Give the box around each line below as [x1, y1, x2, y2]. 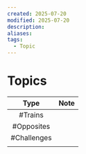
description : [7, 23, 45, 30]
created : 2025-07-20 [7, 10, 67, 17]
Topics [7, 73, 47, 89]
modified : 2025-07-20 [7, 17, 70, 24]
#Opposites [12, 121, 51, 131]
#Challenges [10, 132, 52, 142]
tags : [7, 36, 23, 43]
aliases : [7, 29, 33, 37]
